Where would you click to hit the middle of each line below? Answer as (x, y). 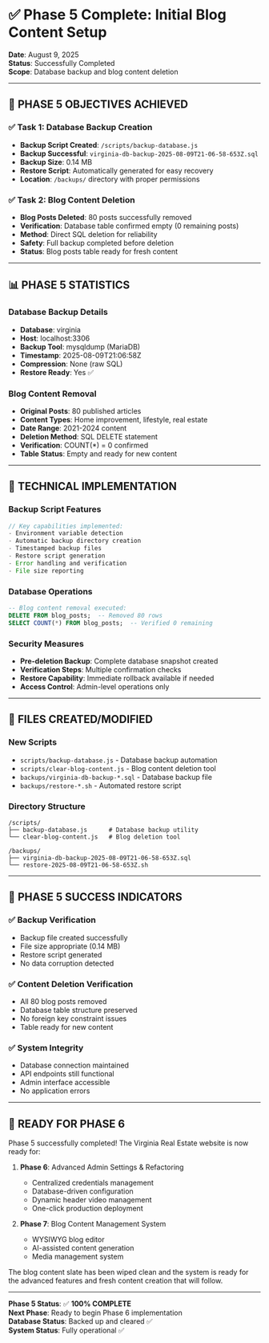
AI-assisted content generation (83, 1248)
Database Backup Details (58, 312)
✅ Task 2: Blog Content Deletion (72, 200)
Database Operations (51, 591)
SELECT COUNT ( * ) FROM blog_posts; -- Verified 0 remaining (111, 623)
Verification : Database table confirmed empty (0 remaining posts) (129, 226)
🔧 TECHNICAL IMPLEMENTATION (93, 486)
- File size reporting (46, 571)
